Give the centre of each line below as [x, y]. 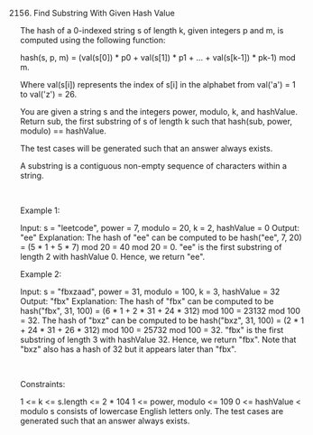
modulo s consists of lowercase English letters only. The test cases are [152, 411]
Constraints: [43, 384]
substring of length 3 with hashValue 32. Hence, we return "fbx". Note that [158, 339]
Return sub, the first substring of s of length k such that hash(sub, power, [156, 121]
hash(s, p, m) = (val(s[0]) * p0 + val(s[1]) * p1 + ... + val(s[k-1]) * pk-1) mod [158, 57]
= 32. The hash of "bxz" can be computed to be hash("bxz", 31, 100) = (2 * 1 [162, 320]
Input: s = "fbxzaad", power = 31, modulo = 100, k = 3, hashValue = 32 [150, 292]
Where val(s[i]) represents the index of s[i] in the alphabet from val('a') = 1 [158, 84]
